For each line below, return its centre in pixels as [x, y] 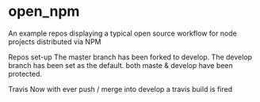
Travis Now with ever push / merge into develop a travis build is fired [120, 89]
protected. [25, 74]
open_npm [44, 11]
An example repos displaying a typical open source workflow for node [123, 33]
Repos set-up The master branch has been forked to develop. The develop [130, 57]
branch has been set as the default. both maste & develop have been [121, 65]
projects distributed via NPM [55, 41]
